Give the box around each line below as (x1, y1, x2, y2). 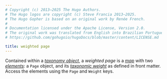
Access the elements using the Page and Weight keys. (5, 68, 114, 74)
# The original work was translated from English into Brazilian (5, 30, 143, 35)
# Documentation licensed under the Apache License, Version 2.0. (5, 26, 146, 31)
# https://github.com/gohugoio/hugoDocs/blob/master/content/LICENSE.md (5, 35, 159, 40)
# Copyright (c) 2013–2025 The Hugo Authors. (5, 7, 101, 12)
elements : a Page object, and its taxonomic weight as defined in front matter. (5, 63, 161, 69)
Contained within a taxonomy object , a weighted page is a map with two (5, 58, 153, 64)
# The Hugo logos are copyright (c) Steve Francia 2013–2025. (5, 12, 137, 17)
